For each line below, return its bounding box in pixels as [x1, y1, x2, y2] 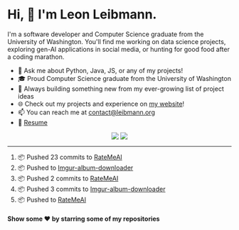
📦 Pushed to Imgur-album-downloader [17, 163, 134, 172]
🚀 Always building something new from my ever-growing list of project [17, 84, 224, 93]
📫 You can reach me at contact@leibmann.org [17, 108, 155, 116]
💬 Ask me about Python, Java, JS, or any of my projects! [17, 66, 184, 75]
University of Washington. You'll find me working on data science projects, [7, 37, 226, 45]
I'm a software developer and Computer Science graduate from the [7, 30, 204, 38]
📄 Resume [17, 118, 48, 126]
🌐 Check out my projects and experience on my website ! [17, 99, 185, 108]
